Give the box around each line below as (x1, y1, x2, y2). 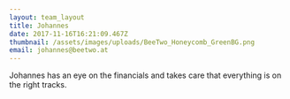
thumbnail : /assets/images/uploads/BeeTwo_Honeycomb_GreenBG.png (9, 37, 255, 47)
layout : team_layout (9, 12, 86, 22)
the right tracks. (9, 80, 67, 90)
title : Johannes (9, 21, 69, 30)
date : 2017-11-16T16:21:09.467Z (9, 29, 128, 38)
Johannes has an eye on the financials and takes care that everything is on (9, 70, 282, 80)
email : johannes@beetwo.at (9, 46, 109, 55)
